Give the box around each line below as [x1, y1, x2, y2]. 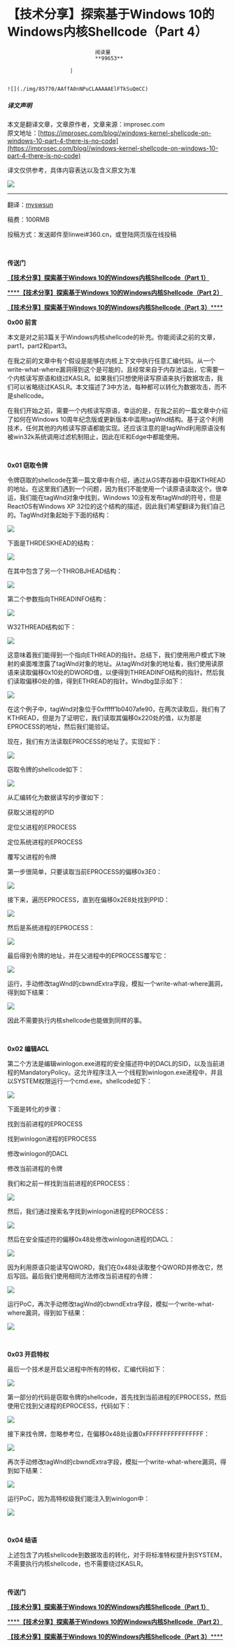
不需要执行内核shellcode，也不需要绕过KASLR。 [7, 1559, 147, 1567]
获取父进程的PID [7, 808, 55, 816]
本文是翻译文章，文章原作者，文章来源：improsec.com [7, 120, 165, 128]
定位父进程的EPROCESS [7, 822, 77, 831]
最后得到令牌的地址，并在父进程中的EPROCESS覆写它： [7, 951, 169, 960]
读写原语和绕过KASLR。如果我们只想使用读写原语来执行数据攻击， [25, 373, 217, 382]
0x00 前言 [7, 318, 37, 326]
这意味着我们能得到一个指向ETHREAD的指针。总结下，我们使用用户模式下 [7, 650, 220, 659]
